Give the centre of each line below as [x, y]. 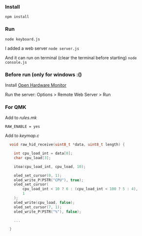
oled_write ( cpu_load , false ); [44, 202]
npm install [17, 17]
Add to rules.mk [21, 118]
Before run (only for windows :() [44, 74]
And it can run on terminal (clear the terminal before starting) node [71, 57]
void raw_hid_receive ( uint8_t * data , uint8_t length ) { [67, 145]
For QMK [16, 107]
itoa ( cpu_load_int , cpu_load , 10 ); [50, 166]
